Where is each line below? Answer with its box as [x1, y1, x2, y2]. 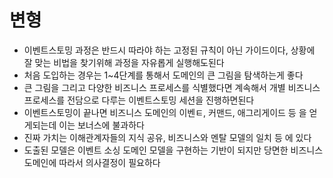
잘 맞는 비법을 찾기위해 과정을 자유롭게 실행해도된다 [23, 56, 225, 68]
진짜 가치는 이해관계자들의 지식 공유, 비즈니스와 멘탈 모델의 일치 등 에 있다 [23, 131, 312, 143]
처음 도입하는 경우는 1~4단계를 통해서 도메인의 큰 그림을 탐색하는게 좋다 [23, 69, 304, 81]
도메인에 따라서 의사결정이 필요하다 [23, 156, 161, 168]
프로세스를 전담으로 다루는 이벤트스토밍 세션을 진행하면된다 [23, 94, 255, 106]
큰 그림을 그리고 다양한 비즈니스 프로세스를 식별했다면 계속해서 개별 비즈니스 [23, 81, 321, 93]
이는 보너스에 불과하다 [58, 119, 145, 131]
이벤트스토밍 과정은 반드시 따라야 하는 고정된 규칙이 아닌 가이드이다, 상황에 [23, 44, 316, 56]
